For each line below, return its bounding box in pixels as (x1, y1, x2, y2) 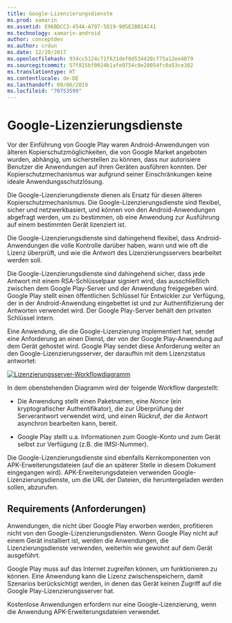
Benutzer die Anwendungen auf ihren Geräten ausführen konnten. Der (7, 163, 208, 171)
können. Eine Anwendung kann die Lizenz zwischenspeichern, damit (7, 572, 204, 580)
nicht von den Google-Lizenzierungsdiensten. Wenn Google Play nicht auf (7, 529, 218, 537)
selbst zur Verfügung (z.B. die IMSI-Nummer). (17, 440, 149, 449)
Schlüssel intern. (7, 314, 55, 322)
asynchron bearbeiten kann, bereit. (17, 420, 118, 428)
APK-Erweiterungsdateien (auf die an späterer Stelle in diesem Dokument (7, 461, 216, 470)
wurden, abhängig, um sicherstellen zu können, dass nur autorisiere (7, 156, 201, 164)
